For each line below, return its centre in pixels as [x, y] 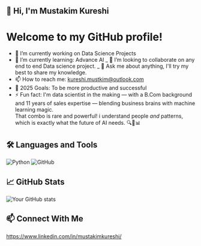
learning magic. [34, 110]
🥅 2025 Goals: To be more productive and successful [81, 88]
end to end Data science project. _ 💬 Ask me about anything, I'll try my [102, 66]
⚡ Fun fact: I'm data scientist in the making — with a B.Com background [103, 95]
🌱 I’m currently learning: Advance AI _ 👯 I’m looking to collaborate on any [105, 60]
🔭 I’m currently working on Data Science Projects [75, 53]
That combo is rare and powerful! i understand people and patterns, [99, 116]
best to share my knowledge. [51, 73]
